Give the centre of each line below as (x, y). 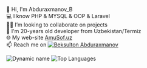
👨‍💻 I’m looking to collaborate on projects (57, 25)
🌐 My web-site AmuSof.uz (39, 37)
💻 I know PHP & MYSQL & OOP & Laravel (58, 16)
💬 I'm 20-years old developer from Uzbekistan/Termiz (74, 31)
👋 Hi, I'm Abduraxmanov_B (39, 9)
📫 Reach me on (26, 45)
